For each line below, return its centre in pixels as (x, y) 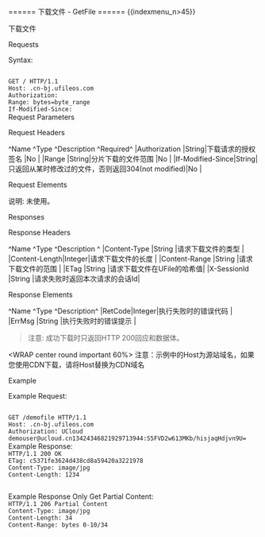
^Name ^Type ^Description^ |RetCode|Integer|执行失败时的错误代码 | (120, 311)
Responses (27, 217)
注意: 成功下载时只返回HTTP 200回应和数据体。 (106, 338)
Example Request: (38, 396)
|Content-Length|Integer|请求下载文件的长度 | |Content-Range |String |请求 (131, 259)
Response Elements (40, 294)
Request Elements (38, 185)
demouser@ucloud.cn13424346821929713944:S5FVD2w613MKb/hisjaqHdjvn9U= (127, 438)
